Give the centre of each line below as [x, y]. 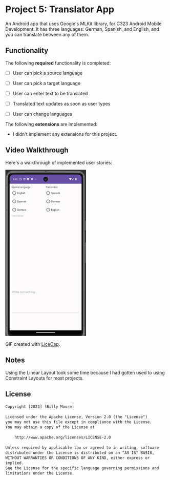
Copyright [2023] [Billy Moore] [40, 406]
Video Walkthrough [37, 150]
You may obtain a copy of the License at [50, 427]
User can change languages [42, 114]
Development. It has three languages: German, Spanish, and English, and [82, 29]
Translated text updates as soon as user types [61, 103]
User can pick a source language [48, 73]
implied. [15, 463]
